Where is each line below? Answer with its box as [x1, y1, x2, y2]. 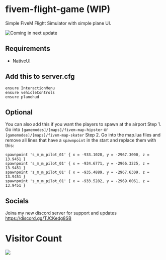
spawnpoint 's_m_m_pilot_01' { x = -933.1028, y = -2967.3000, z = [5, 152, 150, 158]
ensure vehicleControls [5, 90, 55, 95]
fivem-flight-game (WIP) [5, 4, 111, 15]
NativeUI [12, 58, 31, 64]
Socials [5, 197, 29, 205]
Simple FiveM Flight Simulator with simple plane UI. [5, 20, 112, 26]
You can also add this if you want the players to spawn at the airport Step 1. [5, 121, 161, 127]
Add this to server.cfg [5, 72, 75, 81]
